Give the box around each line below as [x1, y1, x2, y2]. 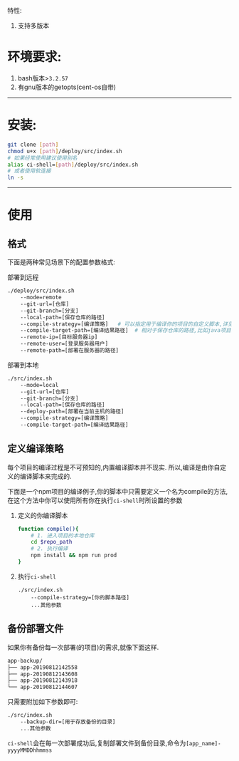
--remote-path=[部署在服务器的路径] [20, 347, 119, 354]
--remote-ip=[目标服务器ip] [20, 333, 98, 341]
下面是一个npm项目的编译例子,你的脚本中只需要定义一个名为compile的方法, [7, 487, 228, 495]
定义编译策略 [7, 442, 64, 455]
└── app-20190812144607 [7, 683, 78, 691]
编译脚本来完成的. [19, 472, 73, 480]
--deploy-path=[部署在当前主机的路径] [20, 408, 124, 415]
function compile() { [17, 525, 79, 532]
